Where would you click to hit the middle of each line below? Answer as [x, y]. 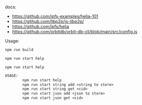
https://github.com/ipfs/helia [40, 26]
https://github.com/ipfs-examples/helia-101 [55, 16]
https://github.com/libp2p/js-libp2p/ [48, 21]
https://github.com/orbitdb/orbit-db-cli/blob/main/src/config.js [75, 32]
